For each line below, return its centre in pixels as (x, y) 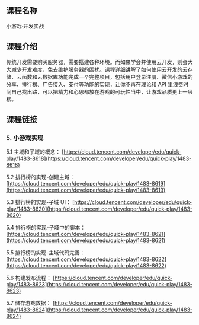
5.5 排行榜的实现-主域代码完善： (46, 253)
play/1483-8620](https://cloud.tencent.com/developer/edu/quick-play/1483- (99, 209)
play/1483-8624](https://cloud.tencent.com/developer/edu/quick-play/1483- (99, 310)
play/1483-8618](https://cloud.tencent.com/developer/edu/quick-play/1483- (99, 158)
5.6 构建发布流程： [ (31, 278)
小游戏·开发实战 (25, 26)
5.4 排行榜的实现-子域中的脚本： (46, 228)
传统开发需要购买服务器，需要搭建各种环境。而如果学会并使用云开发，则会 (97, 62)
